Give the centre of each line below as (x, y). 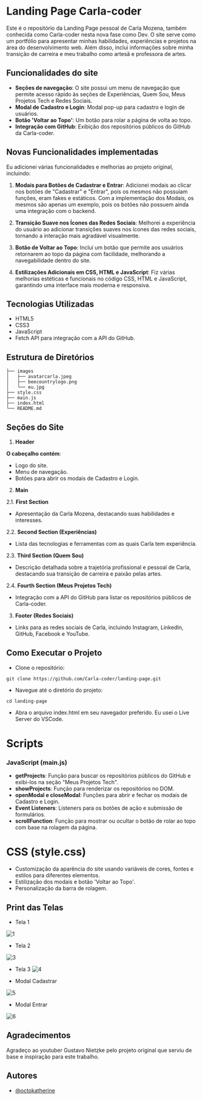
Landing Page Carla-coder (74, 11)
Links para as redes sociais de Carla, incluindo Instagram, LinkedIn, (99, 627)
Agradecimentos (38, 1036)
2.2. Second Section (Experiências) (52, 532)
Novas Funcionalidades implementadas (82, 152)
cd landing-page (27, 701)
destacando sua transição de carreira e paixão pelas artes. (88, 574)
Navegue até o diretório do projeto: (59, 690)
